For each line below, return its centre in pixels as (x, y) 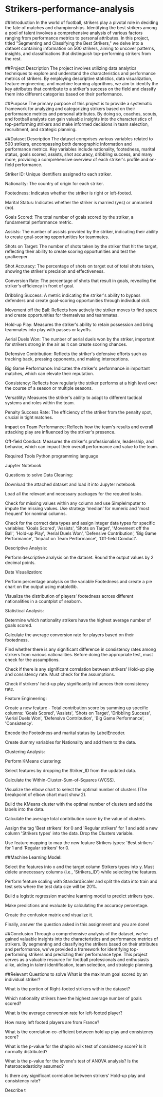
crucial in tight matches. (29, 417)
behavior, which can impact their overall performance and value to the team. (81, 446)
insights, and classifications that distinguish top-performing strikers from (78, 53)
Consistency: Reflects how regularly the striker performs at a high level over (81, 383)
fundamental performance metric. (39, 222)
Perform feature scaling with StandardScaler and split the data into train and (81, 881)
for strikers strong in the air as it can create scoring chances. (66, 344)
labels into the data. (25, 809)
